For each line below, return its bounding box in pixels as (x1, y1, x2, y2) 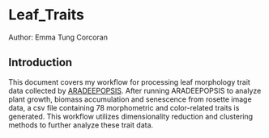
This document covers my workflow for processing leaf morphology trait (8, 77, 251, 86)
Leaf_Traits (8, 6, 85, 24)
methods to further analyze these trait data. (8, 119, 154, 130)
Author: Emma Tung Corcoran (8, 32, 108, 42)
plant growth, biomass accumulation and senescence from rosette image (8, 94, 253, 104)
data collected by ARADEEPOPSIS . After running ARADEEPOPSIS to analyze (8, 86, 262, 95)
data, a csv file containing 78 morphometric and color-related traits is (8, 102, 240, 112)
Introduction (8, 56, 73, 69)
